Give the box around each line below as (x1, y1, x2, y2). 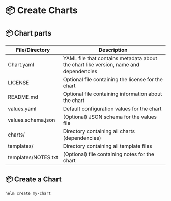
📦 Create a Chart (5, 175, 62, 184)
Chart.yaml (8, 61, 34, 68)
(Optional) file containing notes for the (63, 151, 154, 158)
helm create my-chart (5, 191, 51, 196)
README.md (8, 94, 38, 100)
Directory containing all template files (63, 143, 152, 149)
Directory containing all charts (63, 128, 135, 135)
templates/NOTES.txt (8, 154, 59, 161)
